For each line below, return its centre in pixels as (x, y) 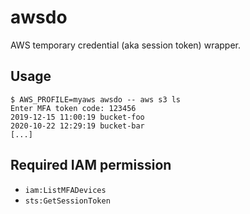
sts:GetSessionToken (67, 201)
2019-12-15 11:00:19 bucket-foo (77, 117)
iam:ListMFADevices (65, 190)
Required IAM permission (91, 165)
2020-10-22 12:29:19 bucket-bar (77, 126)
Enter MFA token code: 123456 (73, 108)
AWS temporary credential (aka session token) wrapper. (125, 45)
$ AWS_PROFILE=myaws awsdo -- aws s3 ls (96, 99)
